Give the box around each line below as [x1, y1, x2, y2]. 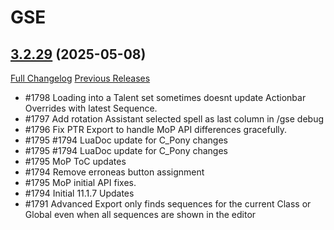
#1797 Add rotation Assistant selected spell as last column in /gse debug [24, 113, 325, 125]
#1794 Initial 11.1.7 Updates [24, 187, 135, 199]
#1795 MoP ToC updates [24, 156, 127, 167]
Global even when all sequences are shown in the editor [24, 209, 257, 220]
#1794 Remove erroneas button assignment [24, 166, 205, 178]
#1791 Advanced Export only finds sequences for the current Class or [24, 198, 312, 210]
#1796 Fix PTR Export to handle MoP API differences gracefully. [24, 124, 288, 135]
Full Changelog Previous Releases [10, 72, 151, 84]
